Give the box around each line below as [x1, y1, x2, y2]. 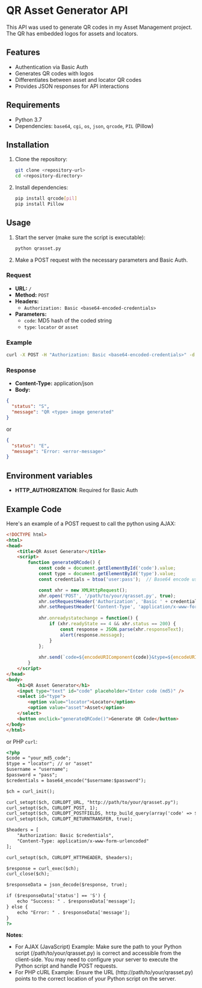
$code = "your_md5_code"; [6, 755, 71, 761]
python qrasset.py [14, 245, 61, 252]
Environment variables [6, 471, 93, 481]
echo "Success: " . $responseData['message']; [17, 898, 136, 904]
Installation [6, 140, 49, 150]
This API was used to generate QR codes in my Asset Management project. [6, 23, 192, 31]
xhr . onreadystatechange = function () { [38, 615, 138, 622]
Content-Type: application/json [14, 380, 94, 387]
